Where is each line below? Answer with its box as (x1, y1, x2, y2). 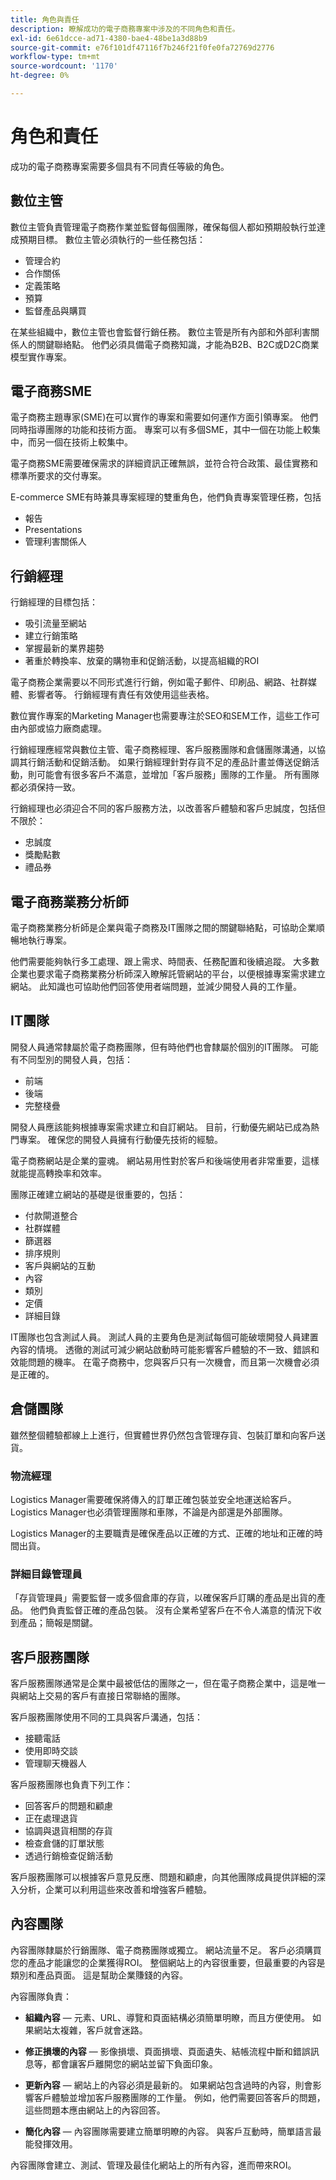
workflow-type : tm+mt (10, 52, 101, 62)
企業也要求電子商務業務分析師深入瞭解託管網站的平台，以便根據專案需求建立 (10, 968, 326, 980)
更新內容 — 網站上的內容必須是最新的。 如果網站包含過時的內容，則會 (24, 2079, 313, 2091)
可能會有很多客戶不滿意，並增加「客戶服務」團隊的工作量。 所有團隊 (36, 769, 320, 781)
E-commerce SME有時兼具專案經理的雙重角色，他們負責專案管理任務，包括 (10, 491, 322, 503)
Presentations (24, 524, 83, 536)
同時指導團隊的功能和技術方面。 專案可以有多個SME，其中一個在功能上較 (10, 424, 312, 436)
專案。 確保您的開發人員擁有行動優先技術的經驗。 (18, 1133, 223, 1145)
